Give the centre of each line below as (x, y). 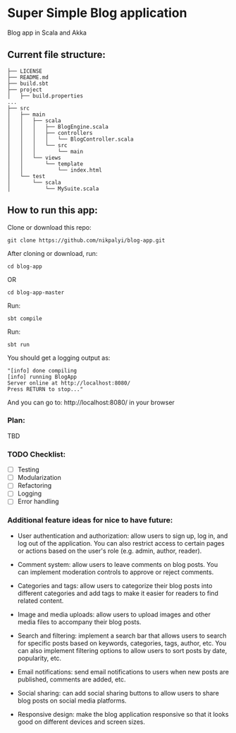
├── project (25, 90)
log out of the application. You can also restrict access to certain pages (121, 543)
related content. (41, 600)
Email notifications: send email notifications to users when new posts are (123, 672)
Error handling (38, 502)
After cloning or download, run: (52, 253)
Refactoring (35, 486)
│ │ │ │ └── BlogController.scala (70, 139)
